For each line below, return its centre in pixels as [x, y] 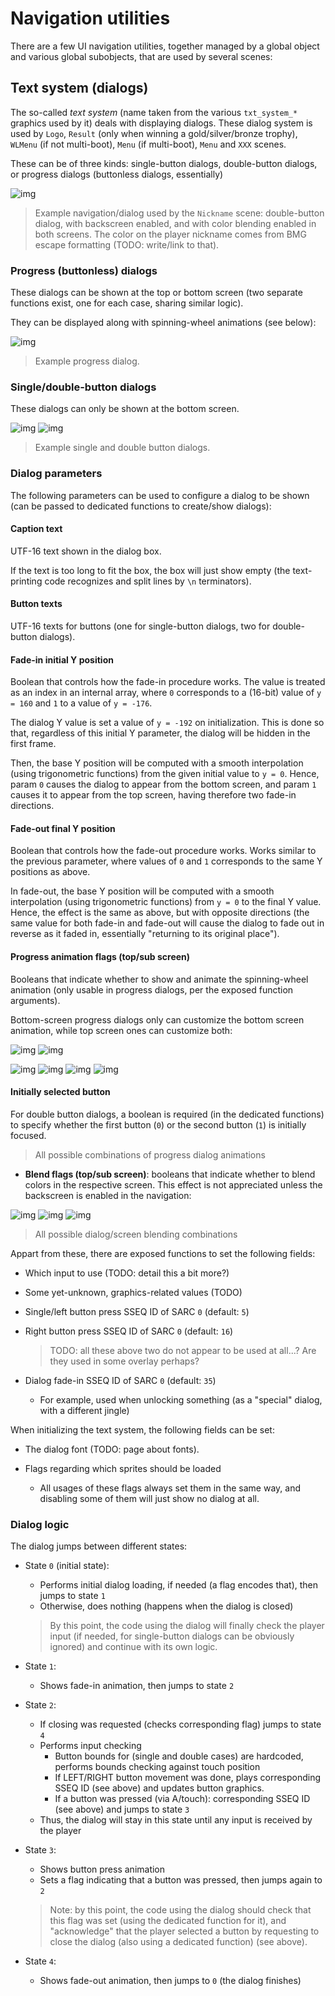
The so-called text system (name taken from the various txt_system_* [154, 112]
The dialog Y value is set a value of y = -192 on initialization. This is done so [167, 723]
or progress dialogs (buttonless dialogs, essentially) [117, 174]
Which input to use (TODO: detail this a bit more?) [127, 1273]
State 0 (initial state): [67, 1566]
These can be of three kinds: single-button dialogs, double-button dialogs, [164, 163]
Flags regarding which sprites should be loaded [123, 1468]
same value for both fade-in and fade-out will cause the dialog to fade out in [167, 923]
